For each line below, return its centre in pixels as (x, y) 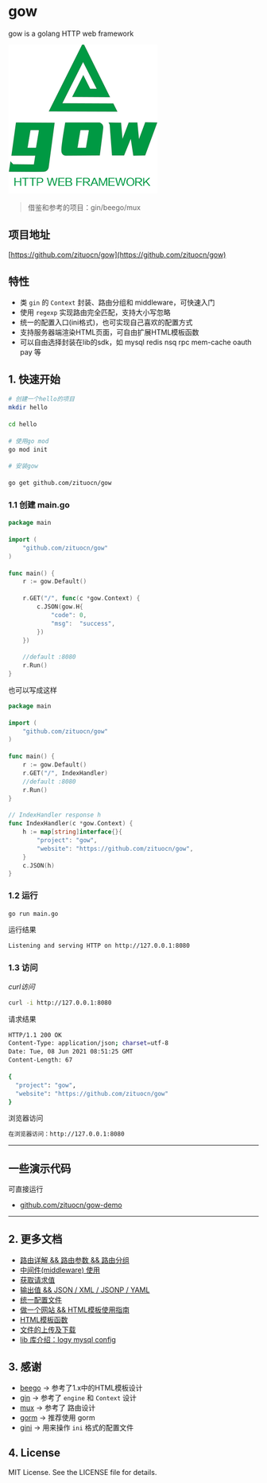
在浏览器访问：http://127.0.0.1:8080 (66, 1134)
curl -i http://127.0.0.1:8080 (60, 1003)
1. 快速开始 (35, 379)
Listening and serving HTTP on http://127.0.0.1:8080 (99, 946)
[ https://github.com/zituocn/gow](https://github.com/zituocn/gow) (117, 254)
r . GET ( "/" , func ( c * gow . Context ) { (81, 599)
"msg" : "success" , (83, 623)
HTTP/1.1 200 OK (35, 1035)
